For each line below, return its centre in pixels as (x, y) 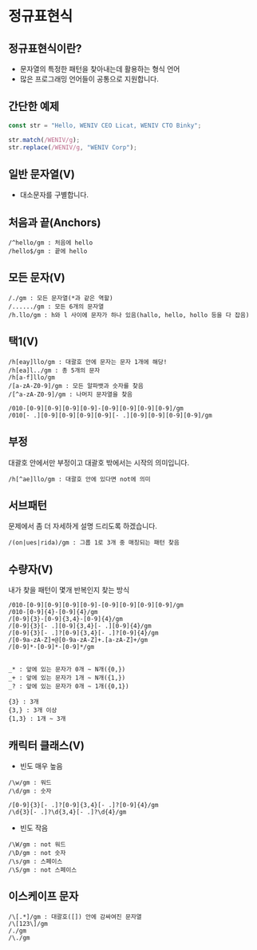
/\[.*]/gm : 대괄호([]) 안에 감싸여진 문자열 (75, 916)
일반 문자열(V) (42, 174)
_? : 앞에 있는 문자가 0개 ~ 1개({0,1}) (69, 687)
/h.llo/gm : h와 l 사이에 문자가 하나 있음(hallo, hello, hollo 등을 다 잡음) (129, 315)
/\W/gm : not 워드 (37, 844)
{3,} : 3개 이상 (33, 711)
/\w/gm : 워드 (30, 782)
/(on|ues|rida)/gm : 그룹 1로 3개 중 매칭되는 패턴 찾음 (94, 543)
